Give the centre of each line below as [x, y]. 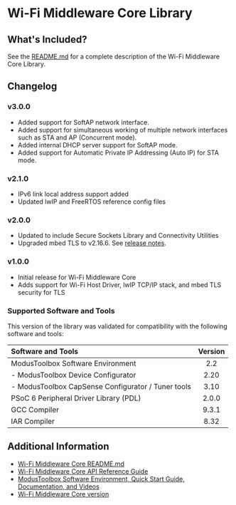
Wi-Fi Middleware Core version [63, 494]
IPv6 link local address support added [73, 194]
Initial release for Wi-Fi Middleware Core [77, 277]
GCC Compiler [35, 410]
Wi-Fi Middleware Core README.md [71, 464]
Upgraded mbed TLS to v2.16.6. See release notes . [92, 243]
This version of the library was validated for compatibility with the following [117, 326]
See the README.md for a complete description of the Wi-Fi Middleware [114, 56]
